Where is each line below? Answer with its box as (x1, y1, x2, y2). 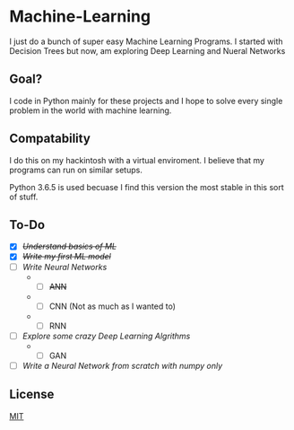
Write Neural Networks (22, 261, 108, 272)
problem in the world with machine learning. (9, 105, 172, 116)
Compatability (9, 131, 91, 146)
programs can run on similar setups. (9, 164, 143, 175)
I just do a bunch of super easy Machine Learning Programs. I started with (9, 36, 283, 47)
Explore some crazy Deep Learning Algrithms (22, 330, 191, 341)
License (9, 387, 55, 402)
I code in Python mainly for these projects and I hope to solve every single (9, 95, 283, 106)
